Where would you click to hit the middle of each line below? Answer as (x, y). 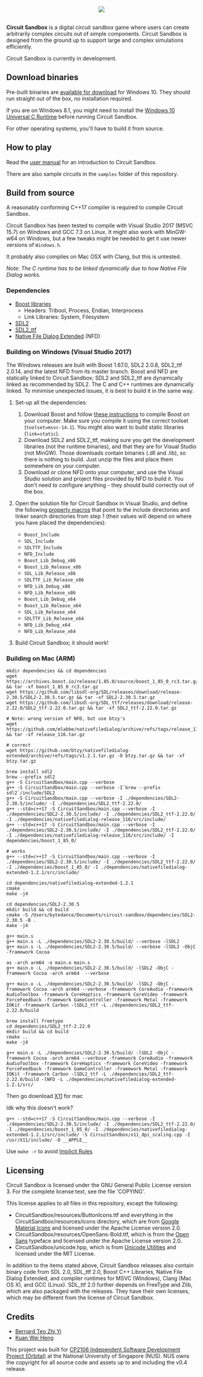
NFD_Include (39, 554)
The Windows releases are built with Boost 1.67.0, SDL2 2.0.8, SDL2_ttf (94, 365)
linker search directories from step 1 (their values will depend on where (103, 516)
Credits (21, 1317)
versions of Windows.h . (34, 245)
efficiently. (19, 47)
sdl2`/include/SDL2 (31, 793)
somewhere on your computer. (62, 466)
